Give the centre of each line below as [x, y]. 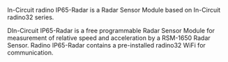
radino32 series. [31, 17]
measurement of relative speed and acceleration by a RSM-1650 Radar [109, 38]
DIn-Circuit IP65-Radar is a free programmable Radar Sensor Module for [111, 31]
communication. [30, 52]
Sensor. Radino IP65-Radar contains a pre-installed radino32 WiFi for [106, 45]
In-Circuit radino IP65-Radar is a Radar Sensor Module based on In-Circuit [114, 10]
